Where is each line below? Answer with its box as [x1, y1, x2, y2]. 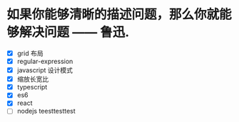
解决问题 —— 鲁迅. [19, 24, 130, 40]
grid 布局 [16, 49, 44, 57]
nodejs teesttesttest [16, 107, 76, 116]
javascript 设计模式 [16, 66, 73, 74]
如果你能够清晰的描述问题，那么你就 [6, 6, 220, 23]
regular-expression [16, 57, 73, 65]
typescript [16, 83, 48, 91]
